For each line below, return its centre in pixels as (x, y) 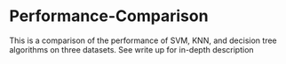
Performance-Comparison (109, 16)
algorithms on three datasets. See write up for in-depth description (132, 49)
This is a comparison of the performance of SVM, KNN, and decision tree (143, 40)
